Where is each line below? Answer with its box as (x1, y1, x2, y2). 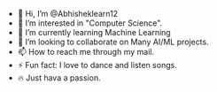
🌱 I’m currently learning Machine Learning (17, 27, 171, 37)
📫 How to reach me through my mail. (17, 47, 155, 57)
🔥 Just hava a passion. (17, 73, 101, 83)
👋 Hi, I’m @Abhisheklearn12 (17, 9, 118, 19)
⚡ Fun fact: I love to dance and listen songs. (17, 60, 177, 70)
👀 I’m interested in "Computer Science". (17, 18, 163, 28)
